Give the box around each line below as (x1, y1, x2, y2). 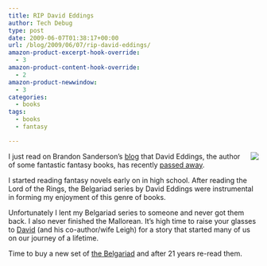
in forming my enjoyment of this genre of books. (8, 192, 166, 201)
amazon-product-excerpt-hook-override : (8, 49, 141, 57)
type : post (8, 26, 44, 34)
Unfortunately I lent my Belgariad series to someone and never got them (8, 208, 245, 217)
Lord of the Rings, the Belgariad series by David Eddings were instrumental (8, 184, 254, 194)
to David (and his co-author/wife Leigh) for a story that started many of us (8, 225, 250, 234)
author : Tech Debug (8, 19, 73, 27)
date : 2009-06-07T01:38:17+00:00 (8, 33, 119, 42)
